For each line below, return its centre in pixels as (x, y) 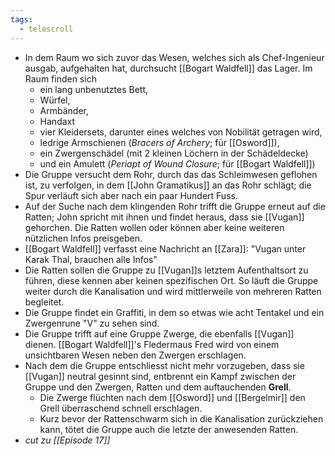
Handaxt (57, 121)
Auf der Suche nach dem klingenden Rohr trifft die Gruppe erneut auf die (175, 206)
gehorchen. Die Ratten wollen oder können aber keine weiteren (154, 227)
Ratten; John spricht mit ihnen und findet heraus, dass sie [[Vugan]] (164, 217)
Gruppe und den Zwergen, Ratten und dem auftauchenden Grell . (158, 387)
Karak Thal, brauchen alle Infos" (91, 259)
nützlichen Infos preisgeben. (83, 238)
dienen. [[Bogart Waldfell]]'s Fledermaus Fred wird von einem (152, 344)
